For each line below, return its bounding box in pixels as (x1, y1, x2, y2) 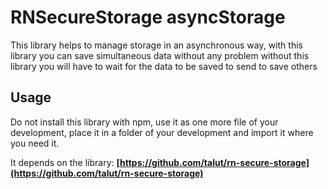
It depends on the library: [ (10, 156, 121, 168)
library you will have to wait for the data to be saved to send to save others (10, 60, 318, 72)
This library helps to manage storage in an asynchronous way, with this (10, 39, 303, 51)
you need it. (10, 137, 60, 149)
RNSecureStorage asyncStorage (10, 6, 286, 29)
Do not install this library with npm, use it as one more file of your (10, 116, 279, 128)
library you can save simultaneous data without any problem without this (10, 49, 310, 61)
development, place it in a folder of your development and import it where (10, 126, 314, 138)
